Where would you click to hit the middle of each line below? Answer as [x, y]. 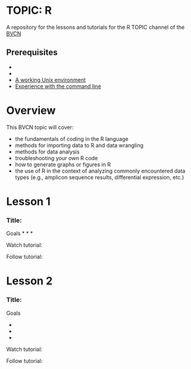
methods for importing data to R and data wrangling [79, 145]
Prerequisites [32, 53]
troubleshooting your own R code [56, 158]
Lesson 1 [29, 201]
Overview [31, 110]
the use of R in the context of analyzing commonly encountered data [100, 171]
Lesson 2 [30, 281]
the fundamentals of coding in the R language [72, 138]
